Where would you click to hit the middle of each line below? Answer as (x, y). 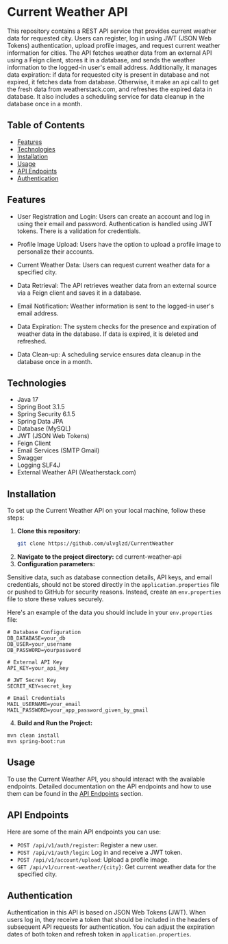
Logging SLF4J (38, 465)
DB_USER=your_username (39, 644)
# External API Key (35, 662)
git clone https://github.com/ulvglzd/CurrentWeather (95, 544)
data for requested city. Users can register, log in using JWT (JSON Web (110, 38)
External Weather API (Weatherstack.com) (77, 472)
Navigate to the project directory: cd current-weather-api (99, 557)
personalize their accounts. (55, 252)
